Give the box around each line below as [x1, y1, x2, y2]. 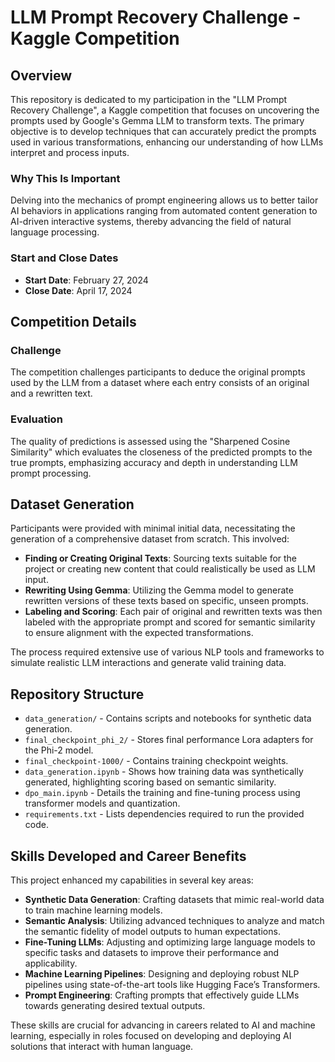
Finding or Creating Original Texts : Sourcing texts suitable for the [24, 552, 298, 565]
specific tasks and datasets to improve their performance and [24, 947, 280, 959]
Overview [10, 67, 73, 84]
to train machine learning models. [24, 904, 163, 916]
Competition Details [10, 313, 137, 330]
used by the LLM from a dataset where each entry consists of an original [10, 377, 310, 389]
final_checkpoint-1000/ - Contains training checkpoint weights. [24, 755, 289, 767]
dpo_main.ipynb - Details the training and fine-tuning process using [24, 787, 301, 799]
